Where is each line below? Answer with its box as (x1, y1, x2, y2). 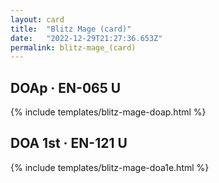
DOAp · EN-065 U (10, 79, 122, 96)
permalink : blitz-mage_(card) (10, 42, 137, 53)
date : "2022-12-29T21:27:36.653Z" (10, 33, 163, 43)
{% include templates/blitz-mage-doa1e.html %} (10, 161, 210, 173)
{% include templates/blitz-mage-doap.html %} (10, 106, 207, 118)
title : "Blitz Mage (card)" (10, 24, 132, 34)
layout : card (10, 14, 65, 25)
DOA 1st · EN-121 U (10, 135, 128, 152)
